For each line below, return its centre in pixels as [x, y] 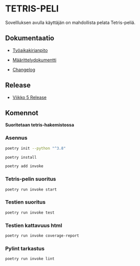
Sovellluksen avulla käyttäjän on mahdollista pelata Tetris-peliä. [70, 22]
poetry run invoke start [31, 189]
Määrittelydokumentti [34, 60]
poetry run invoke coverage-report [42, 236]
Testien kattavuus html [34, 225]
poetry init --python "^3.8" [35, 148]
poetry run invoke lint [30, 259]
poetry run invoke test [30, 213]
